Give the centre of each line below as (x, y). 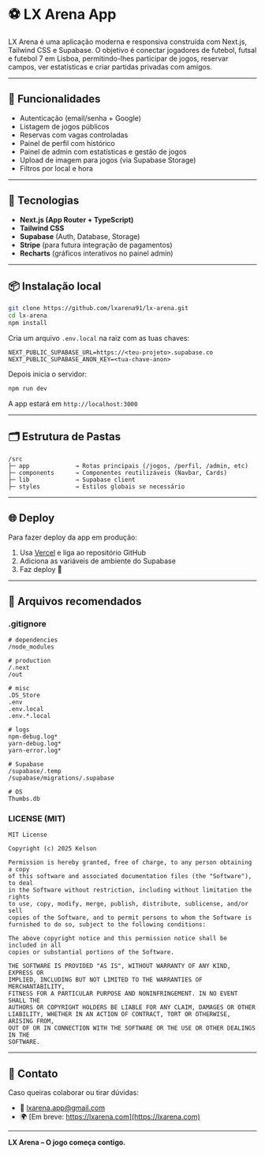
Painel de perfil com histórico (67, 143)
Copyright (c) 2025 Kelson (52, 849)
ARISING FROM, (32, 1022)
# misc (19, 689)
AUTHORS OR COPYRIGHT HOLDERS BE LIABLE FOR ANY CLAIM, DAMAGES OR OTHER (132, 1007)
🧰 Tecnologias (44, 201)
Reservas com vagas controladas (74, 135)
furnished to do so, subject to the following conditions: (107, 925)
